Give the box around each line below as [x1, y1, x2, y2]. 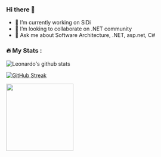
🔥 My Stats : [6, 47, 42, 55]
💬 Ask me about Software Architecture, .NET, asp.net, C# [14, 32, 156, 39]
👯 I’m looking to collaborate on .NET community [14, 25, 132, 32]
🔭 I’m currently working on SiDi [14, 19, 91, 26]
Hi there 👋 [6, 5, 36, 14]
